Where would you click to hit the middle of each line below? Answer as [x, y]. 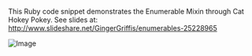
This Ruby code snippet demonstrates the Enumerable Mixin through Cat [126, 11]
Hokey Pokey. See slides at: [53, 20]
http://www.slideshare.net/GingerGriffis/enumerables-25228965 [113, 28]
